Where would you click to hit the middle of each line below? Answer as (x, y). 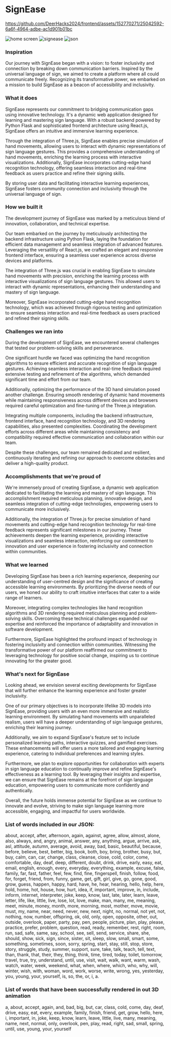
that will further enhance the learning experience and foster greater (76, 691)
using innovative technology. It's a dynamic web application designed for (82, 114)
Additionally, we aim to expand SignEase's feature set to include (73, 737)
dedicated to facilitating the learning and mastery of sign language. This (81, 493)
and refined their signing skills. (37, 318)
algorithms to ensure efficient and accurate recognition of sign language (81, 364)
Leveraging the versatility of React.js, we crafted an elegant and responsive (84, 250)
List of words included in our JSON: (50, 824)
